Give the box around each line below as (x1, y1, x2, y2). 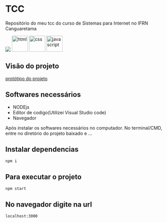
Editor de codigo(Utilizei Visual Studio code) (12, 109, 106, 115)
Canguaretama (5, 25, 37, 31)
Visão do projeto (5, 62, 59, 71)
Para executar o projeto (5, 172, 82, 181)
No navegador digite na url (5, 200, 92, 209)
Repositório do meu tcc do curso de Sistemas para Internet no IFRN (5, 20, 149, 26)
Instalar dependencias (5, 145, 79, 154)
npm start (5, 186, 27, 191)
